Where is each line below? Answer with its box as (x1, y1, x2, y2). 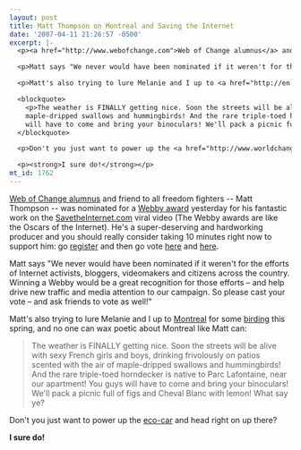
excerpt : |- (9, 38, 54, 47)
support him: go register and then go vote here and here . (9, 241, 219, 251)
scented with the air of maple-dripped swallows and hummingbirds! (30, 359, 281, 369)
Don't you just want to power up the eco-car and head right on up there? (9, 414, 278, 425)
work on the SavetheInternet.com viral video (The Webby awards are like (9, 212, 279, 223)
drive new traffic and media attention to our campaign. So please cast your (9, 286, 286, 297)
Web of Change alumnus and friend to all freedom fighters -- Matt (9, 193, 254, 204)
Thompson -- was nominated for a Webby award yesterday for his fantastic (9, 202, 288, 213)
